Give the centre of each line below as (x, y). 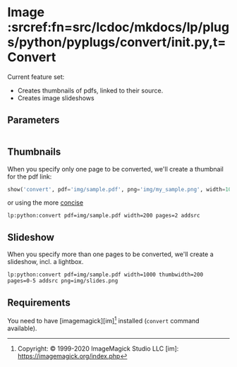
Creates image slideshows (56, 98)
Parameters (34, 120)
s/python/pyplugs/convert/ (89, 42)
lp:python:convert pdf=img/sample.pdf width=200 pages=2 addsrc (104, 216)
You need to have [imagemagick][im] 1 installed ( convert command (103, 320)
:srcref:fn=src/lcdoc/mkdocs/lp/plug (119, 27)
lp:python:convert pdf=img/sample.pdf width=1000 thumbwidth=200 (105, 275)
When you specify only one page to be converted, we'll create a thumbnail (115, 169)
